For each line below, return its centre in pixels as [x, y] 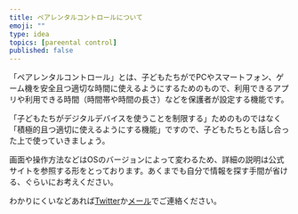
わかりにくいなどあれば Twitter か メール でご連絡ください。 [116, 201]
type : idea [29, 34]
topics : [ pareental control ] [63, 42]
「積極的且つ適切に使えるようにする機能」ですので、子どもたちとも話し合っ [149, 129]
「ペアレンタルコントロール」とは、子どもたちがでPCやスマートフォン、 [143, 78]
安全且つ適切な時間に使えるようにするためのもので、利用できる [157, 88]
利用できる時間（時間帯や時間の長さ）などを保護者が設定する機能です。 [157, 100]
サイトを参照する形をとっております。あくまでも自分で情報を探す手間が [141, 171]
